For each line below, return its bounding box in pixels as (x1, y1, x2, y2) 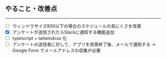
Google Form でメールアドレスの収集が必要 (12, 48, 101, 54)
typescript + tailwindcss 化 (12, 35, 67, 41)
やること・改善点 (5, 4, 57, 13)
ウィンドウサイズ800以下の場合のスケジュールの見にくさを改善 (12, 23, 142, 29)
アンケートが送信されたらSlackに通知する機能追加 (12, 29, 115, 35)
